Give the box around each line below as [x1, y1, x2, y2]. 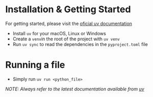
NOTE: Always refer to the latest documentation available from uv [5, 86, 144, 92]
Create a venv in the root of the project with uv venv [12, 36, 120, 42]
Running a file [5, 59, 65, 71]
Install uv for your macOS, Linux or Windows [12, 30, 106, 36]
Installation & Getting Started [5, 4, 132, 15]
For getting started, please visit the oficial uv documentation [5, 20, 132, 27]
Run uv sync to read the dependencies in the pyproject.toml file [12, 41, 148, 47]
